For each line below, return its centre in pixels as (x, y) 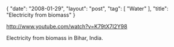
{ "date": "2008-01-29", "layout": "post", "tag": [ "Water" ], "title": (88, 9)
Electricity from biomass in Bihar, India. (55, 38)
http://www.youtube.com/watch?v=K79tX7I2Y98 (67, 26)
